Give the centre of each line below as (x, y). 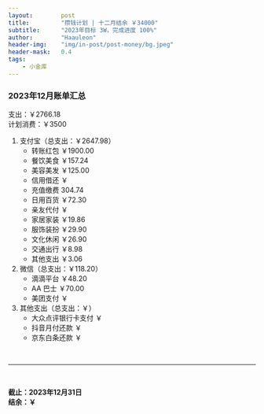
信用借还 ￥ (49, 180)
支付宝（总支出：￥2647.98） (67, 141)
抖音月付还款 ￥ (57, 328)
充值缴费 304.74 (57, 190)
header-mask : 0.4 (40, 52)
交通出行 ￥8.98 (57, 250)
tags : (17, 60)
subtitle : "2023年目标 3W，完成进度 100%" (82, 30)
